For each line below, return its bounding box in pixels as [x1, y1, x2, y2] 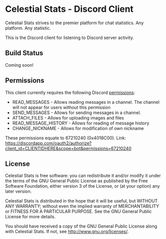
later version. [5, 189, 32, 195]
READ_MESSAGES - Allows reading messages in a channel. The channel [12, 99, 160, 105]
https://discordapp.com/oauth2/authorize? [5, 140, 92, 146]
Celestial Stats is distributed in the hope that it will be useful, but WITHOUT [5, 198, 158, 204]
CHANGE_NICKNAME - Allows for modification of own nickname [12, 125, 144, 131]
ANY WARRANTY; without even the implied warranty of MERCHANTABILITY [5, 203, 160, 209]
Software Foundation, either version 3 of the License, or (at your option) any [5, 183, 160, 189]
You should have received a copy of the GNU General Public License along [5, 223, 157, 229]
